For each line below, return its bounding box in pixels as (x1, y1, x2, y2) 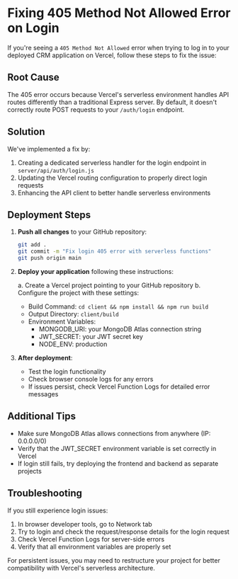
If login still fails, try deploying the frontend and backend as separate (17, 459, 219, 468)
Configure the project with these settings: (17, 289, 140, 297)
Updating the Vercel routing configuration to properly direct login (17, 173, 208, 182)
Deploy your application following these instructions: (17, 268, 174, 275)
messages (28, 390, 59, 398)
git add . (17, 241, 47, 248)
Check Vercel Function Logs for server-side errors (17, 534, 165, 543)
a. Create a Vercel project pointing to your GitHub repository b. (17, 281, 201, 289)
